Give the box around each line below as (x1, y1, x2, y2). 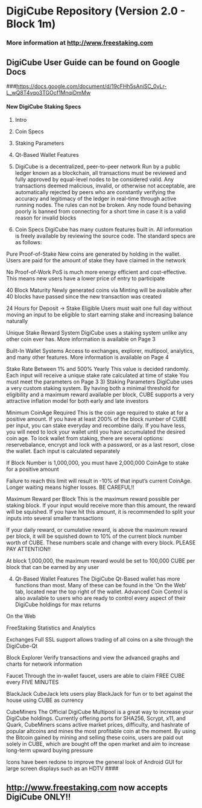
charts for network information (6, 660, 83, 668)
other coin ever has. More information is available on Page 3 (6, 336, 156, 343)
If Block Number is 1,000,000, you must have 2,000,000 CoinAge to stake (6, 459, 189, 467)
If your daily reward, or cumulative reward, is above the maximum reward (6, 526, 188, 534)
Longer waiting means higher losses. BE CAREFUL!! (6, 484, 134, 491)
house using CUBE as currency (6, 696, 84, 704)
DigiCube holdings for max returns (14, 601, 101, 608)
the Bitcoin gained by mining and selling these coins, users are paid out (6, 734, 184, 741)
